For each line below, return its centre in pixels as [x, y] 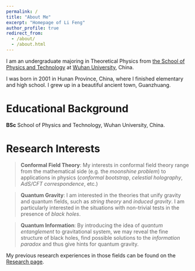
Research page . [25, 262]
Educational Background [67, 109]
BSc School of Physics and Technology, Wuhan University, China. [86, 125]
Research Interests [53, 149]
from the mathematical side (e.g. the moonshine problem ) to [93, 171]
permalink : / [22, 11]
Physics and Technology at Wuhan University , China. [70, 67]
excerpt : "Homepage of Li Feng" [46, 22]
